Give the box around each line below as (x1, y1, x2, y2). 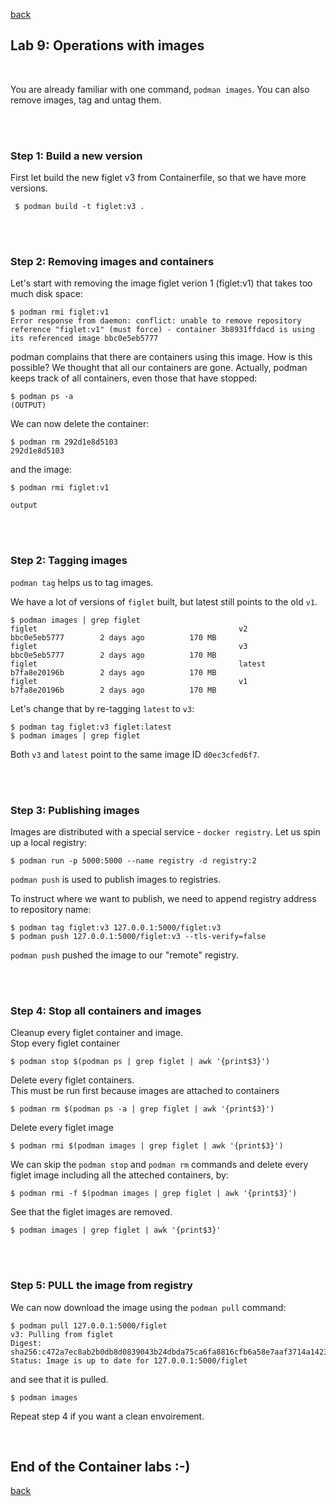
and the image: (10, 464, 72, 476)
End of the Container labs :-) (10, 1458, 191, 1475)
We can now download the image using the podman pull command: (10, 1301, 287, 1313)
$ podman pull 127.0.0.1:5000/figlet (10, 1320, 168, 1331)
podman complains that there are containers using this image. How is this (10, 351, 313, 363)
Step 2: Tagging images (10, 554, 128, 568)
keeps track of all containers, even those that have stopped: (10, 372, 258, 384)
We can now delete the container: (10, 418, 150, 430)
